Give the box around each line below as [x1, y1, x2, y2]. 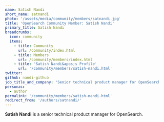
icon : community [9, 35, 42, 40]
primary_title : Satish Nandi [5, 25, 64, 30]
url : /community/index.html [18, 48, 76, 53]
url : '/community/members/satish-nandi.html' [18, 66, 112, 71]
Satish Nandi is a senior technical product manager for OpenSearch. [5, 111, 143, 117]
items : [9, 39, 23, 44]
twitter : [5, 71, 23, 76]
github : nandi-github [5, 75, 49, 80]
